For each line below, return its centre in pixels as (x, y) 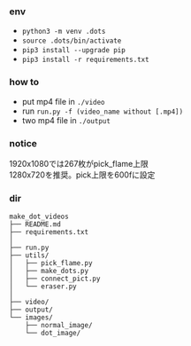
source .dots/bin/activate (72, 41)
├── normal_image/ (59, 326)
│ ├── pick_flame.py (51, 263)
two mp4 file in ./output (66, 120)
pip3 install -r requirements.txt (85, 60)
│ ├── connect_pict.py (55, 279)
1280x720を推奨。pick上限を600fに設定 (82, 175)
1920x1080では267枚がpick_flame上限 (79, 163)
